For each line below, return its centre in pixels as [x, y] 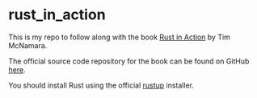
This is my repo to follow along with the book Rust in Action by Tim [119, 37]
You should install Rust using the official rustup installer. [101, 85]
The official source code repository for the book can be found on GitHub [129, 61]
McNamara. [28, 45]
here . [17, 69]
